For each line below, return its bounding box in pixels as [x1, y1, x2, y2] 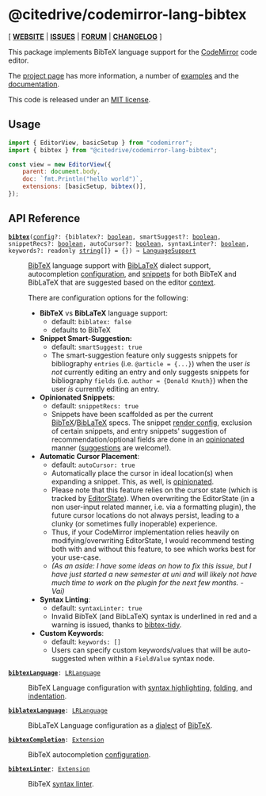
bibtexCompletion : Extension [8, 736, 104, 744]
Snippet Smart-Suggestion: [39, 333, 133, 343]
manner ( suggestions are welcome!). [51, 442, 172, 453]
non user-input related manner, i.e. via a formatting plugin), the [51, 502, 256, 511]
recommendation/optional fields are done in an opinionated [51, 434, 245, 444]
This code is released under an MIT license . [8, 94, 151, 104]
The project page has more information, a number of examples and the [8, 71, 239, 80]
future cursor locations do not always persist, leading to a [51, 510, 240, 520]
